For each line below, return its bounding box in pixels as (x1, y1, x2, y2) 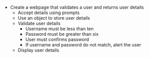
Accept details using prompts (17, 10, 80, 16)
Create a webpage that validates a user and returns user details (10, 5, 144, 10)
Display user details (17, 47, 60, 53)
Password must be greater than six (25, 31, 99, 37)
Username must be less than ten (25, 26, 94, 32)
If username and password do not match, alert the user (25, 42, 141, 47)
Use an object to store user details (17, 15, 90, 21)
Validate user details (17, 20, 61, 26)
